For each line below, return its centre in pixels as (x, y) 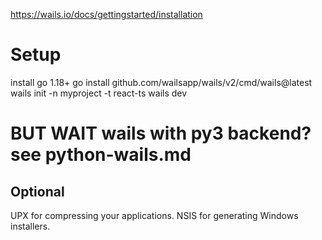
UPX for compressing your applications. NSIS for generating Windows (154, 215)
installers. (30, 226)
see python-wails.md (101, 155)
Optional (37, 191)
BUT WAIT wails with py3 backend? (161, 133)
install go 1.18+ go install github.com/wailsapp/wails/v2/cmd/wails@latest (161, 82)
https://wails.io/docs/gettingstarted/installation (106, 14)
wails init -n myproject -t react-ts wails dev (99, 93)
